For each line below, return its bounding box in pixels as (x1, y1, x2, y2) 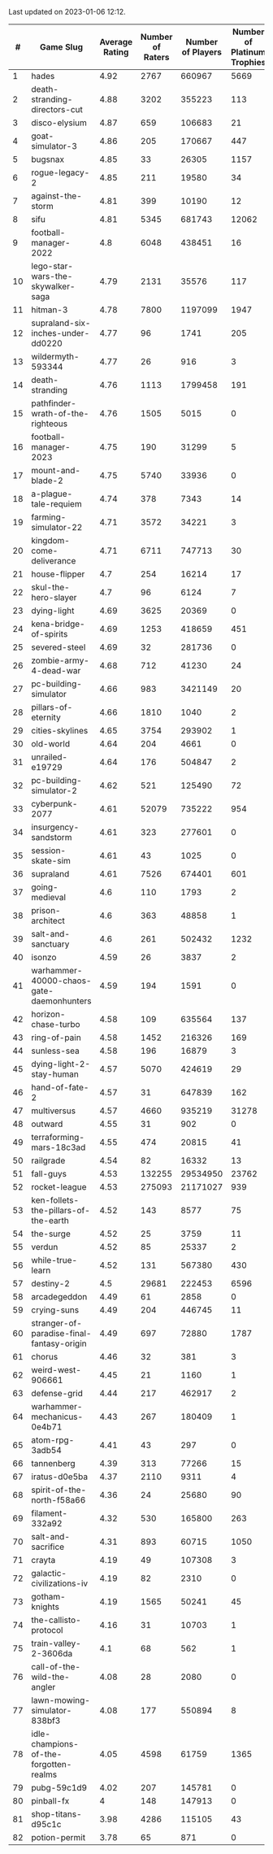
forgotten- (31, 1759, 72, 1769)
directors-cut (31, 104, 83, 115)
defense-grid (31, 1388, 83, 1399)
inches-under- (31, 328, 90, 338)
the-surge (31, 1228, 71, 1239)
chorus (31, 1351, 58, 1362)
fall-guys (31, 1169, 67, 1179)
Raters (143, 52, 170, 63)
